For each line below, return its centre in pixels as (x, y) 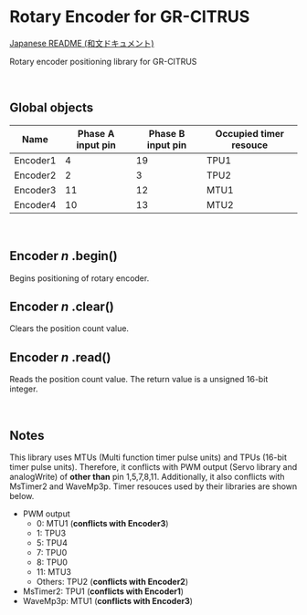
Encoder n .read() (60, 357)
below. (22, 496)
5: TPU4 (52, 543)
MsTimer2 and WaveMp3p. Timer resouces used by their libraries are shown (153, 486)
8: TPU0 (52, 562)
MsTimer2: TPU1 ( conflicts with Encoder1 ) (103, 591)
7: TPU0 (52, 552)
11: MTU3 (53, 572)
